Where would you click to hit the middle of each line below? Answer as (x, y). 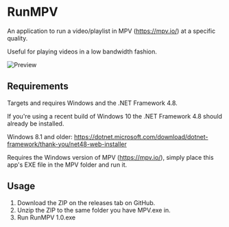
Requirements (38, 86)
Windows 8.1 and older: (40, 136)
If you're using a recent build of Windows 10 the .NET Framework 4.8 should (115, 116)
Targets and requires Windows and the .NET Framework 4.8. (93, 103)
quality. (17, 38)
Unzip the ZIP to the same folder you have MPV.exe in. (94, 210)
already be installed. (36, 123)
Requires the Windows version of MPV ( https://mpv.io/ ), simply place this (110, 157)
